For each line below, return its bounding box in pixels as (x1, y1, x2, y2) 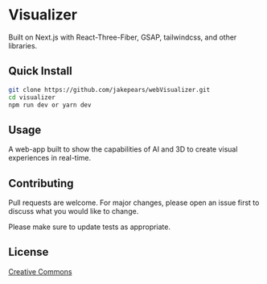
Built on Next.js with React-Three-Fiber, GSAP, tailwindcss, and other (8, 32, 237, 42)
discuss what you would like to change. (8, 207, 139, 215)
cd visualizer (8, 93, 56, 102)
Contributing (8, 176, 74, 190)
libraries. (8, 40, 38, 50)
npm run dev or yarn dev (8, 101, 92, 109)
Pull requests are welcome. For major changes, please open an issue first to (8, 198, 260, 207)
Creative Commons (8, 266, 72, 276)
